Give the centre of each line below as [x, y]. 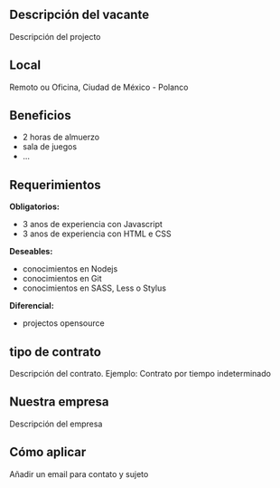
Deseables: [31, 252]
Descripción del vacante [79, 15]
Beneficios [40, 115]
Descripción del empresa [56, 424]
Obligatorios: [35, 206]
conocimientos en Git [62, 279]
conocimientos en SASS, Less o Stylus [94, 288]
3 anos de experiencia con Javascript [92, 225]
